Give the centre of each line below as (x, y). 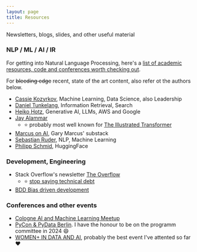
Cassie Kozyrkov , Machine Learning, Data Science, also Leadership (98, 99)
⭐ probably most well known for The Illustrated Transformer (98, 125)
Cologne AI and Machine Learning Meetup (67, 218)
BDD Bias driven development (52, 190)
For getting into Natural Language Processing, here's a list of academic (94, 63)
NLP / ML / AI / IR (31, 50)
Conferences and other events (52, 205)
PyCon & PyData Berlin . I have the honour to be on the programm (95, 224)
